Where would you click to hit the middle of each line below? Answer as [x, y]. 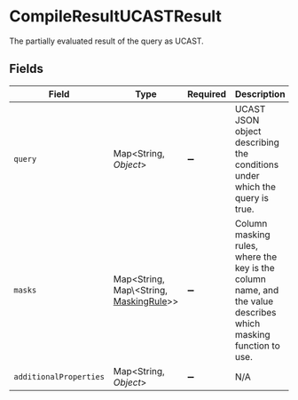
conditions [257, 164]
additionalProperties [59, 376]
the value [254, 301]
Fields [27, 69]
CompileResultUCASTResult [115, 16]
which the [255, 187]
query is [251, 197]
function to [258, 346]
